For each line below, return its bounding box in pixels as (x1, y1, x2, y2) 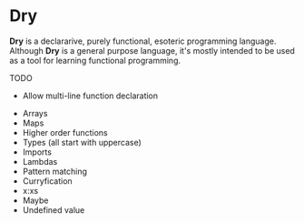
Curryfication (22, 175, 73, 187)
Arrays (22, 107, 48, 118)
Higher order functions (22, 127, 108, 137)
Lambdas (22, 156, 58, 167)
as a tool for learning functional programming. (9, 55, 181, 66)
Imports (22, 147, 53, 157)
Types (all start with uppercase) (22, 137, 142, 147)
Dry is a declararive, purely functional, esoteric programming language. (9, 35, 277, 46)
